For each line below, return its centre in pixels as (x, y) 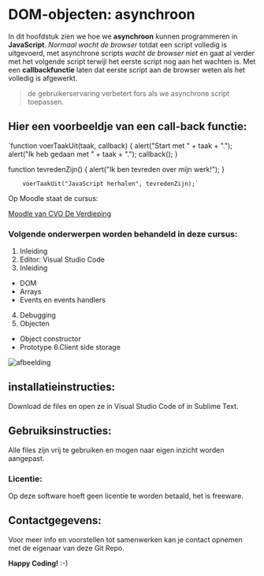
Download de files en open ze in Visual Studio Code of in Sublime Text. (123, 406)
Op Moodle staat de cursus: (53, 198)
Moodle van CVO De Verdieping (60, 214)
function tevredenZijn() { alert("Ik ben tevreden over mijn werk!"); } (117, 169)
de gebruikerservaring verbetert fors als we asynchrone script (128, 93)
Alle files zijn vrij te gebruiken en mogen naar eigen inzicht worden (116, 450)
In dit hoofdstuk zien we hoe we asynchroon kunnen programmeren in (123, 36)
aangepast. (26, 458)
